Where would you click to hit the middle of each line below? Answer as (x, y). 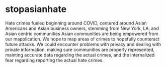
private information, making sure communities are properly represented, (80, 49)
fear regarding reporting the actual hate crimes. (55, 60)
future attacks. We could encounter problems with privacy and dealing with (83, 44)
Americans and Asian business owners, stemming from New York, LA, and (82, 28)
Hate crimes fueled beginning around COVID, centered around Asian (76, 23)
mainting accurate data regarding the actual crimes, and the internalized (80, 55)
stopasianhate (36, 9)
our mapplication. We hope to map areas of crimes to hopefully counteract (82, 39)
